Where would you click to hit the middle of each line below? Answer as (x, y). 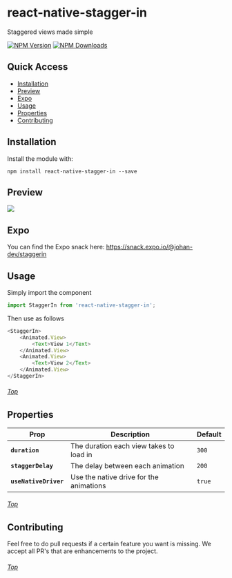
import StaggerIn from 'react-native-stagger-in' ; (81, 305)
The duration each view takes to (122, 445)
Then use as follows (36, 318)
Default (209, 434)
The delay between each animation (127, 465)
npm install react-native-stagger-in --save (72, 171)
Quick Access (38, 67)
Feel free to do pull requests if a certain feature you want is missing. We (109, 544)
